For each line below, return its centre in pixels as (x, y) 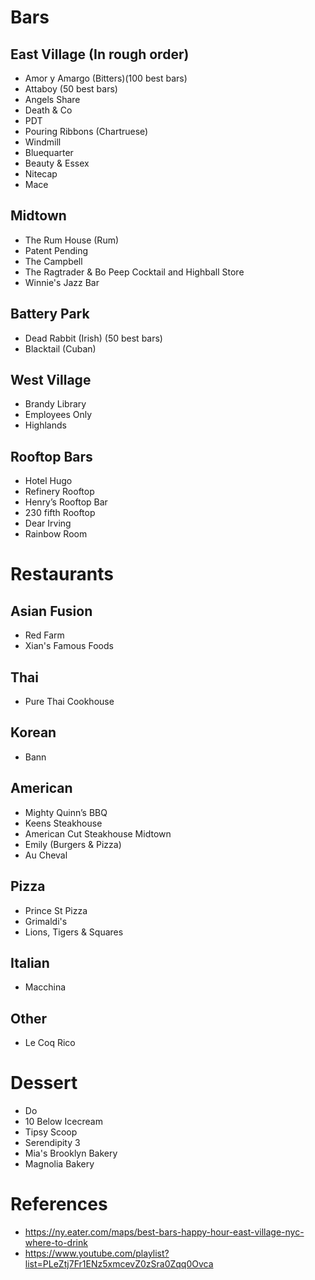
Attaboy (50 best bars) (71, 89)
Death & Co (48, 110)
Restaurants (62, 574)
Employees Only (58, 415)
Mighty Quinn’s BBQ (66, 812)
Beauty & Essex (57, 163)
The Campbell (53, 261)
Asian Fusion (51, 611)
